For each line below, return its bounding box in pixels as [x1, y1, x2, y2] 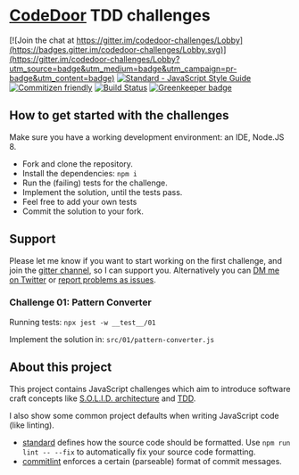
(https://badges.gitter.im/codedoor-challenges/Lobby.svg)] [9, 44, 227, 54]
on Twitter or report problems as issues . [9, 274, 156, 285]
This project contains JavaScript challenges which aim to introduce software [9, 383, 291, 394]
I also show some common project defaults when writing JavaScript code [9, 410, 279, 421]
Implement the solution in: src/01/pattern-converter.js [9, 333, 215, 344]
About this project [9, 360, 112, 375]
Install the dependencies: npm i [21, 168, 137, 178]
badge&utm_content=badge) [9, 72, 115, 83]
